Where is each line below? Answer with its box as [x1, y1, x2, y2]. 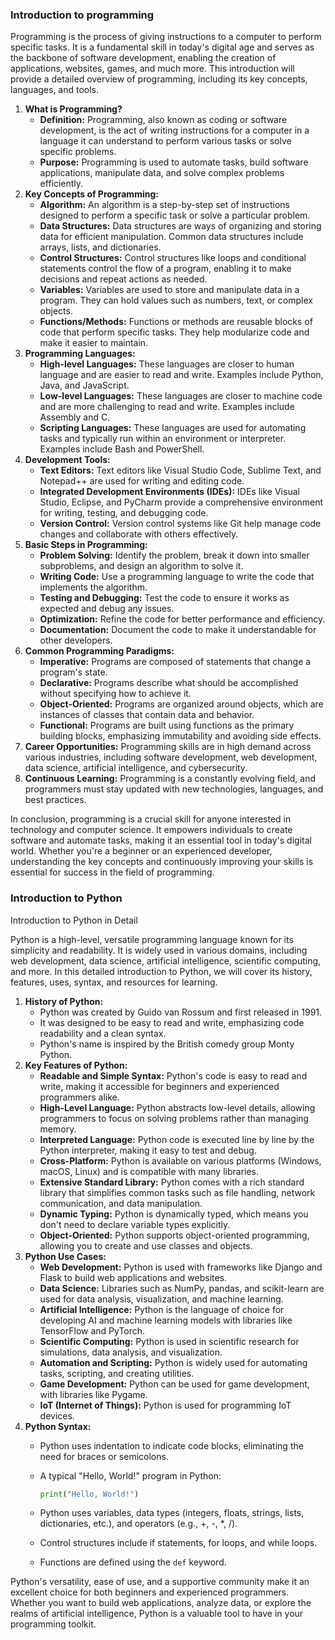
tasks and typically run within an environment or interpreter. [39, 433, 287, 445]
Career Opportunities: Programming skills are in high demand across [24, 741, 312, 753]
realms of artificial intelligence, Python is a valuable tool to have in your [10, 1608, 304, 1620]
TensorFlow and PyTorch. [39, 1324, 146, 1337]
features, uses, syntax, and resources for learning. [10, 976, 218, 988]
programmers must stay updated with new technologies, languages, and [24, 783, 324, 795]
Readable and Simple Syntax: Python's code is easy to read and [39, 1069, 308, 1082]
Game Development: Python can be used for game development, [39, 1378, 310, 1390]
